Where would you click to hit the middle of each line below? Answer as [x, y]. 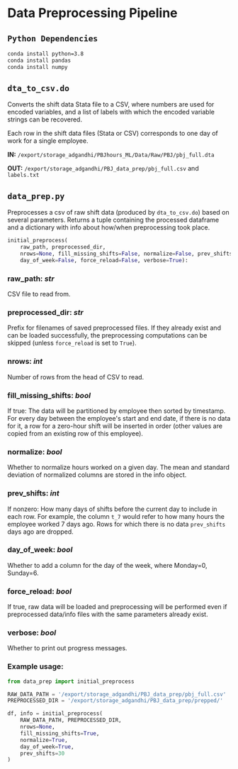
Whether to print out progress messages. [67, 648]
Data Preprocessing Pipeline [93, 13]
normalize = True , [44, 740]
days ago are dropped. [41, 532]
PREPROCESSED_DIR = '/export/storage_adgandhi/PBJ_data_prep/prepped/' [115, 701]
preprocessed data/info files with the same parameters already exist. [108, 614]
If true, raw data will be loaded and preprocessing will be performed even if [117, 607]
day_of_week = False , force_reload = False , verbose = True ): [104, 260]
